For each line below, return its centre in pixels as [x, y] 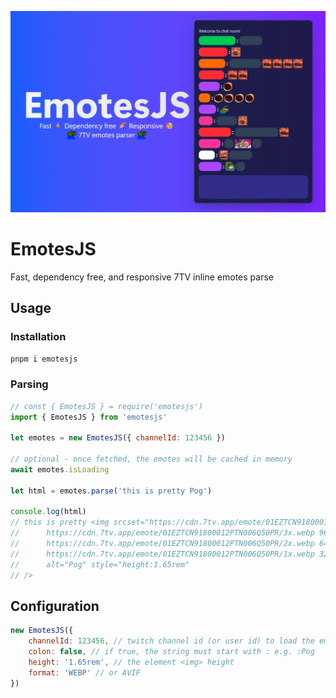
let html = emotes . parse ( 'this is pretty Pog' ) [111, 491]
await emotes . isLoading [60, 469]
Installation [38, 337]
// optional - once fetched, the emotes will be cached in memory [151, 459]
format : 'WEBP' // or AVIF [84, 672]
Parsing [29, 384]
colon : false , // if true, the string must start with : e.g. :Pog [171, 652]
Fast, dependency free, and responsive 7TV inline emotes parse [142, 277]
